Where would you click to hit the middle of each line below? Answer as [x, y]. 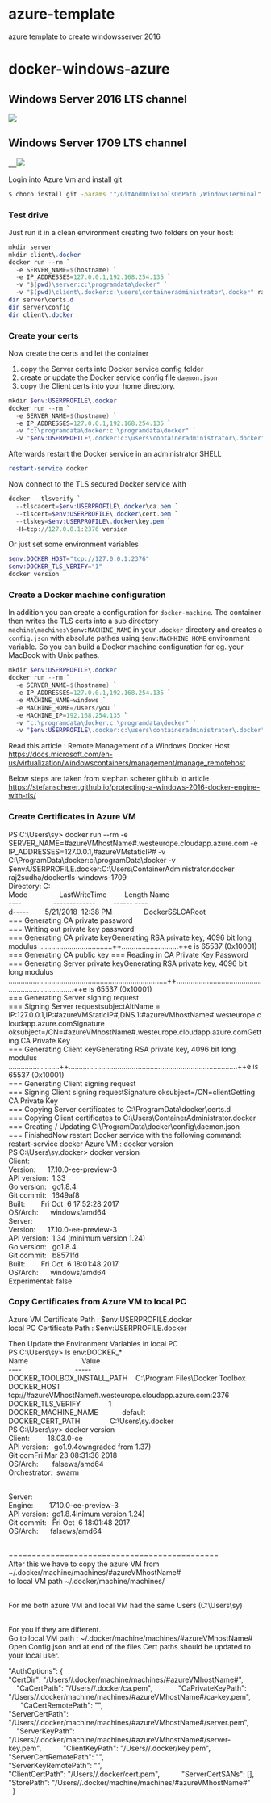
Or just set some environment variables [73, 544]
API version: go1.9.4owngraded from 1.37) [80, 1447]
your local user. [34, 1655]
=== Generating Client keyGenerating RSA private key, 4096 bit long [122, 1049]
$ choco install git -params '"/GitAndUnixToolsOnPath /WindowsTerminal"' [137, 194]
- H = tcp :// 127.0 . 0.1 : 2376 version [72, 529]
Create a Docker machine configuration [87, 595]
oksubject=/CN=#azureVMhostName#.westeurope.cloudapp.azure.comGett [135, 1032]
